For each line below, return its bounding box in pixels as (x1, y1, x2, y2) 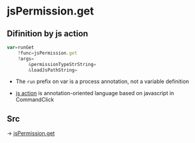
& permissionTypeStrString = (28, 61, 97, 67)
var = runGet (7, 44, 34, 50)
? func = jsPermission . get (18, 50, 78, 56)
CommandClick (15, 96, 54, 104)
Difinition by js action (7, 28, 88, 39)
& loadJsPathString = (28, 67, 78, 73)
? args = (18, 56, 34, 62)
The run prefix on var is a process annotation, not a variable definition (15, 78, 190, 85)
